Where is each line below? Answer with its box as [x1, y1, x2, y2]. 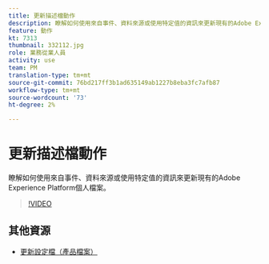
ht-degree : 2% [8, 101, 56, 109]
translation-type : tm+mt [8, 71, 91, 79]
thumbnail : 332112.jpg [8, 42, 84, 50]
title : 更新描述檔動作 [8, 11, 76, 20]
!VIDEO [27, 199, 52, 209]
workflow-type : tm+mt [8, 86, 81, 94]
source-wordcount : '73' [8, 94, 88, 102]
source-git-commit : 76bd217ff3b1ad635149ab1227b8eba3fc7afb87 [8, 78, 220, 86]
